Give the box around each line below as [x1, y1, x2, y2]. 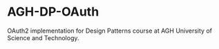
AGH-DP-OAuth [7, 4, 99, 20]
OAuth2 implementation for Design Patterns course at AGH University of [7, 27, 213, 35]
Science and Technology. [7, 33, 79, 42]
